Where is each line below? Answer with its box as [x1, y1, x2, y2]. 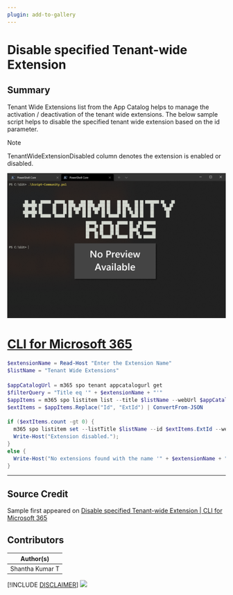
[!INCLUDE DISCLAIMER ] [7, 580, 79, 589]
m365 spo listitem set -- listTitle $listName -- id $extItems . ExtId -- [13, 426, 222, 433]
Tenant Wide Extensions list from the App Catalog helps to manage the [7, 103, 209, 111]
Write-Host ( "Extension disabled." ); [13, 433, 119, 440]
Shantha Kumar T [10, 564, 60, 573]
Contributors [7, 534, 64, 546]
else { [7, 448, 26, 455]
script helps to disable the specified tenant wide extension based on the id [7, 117, 220, 126]
